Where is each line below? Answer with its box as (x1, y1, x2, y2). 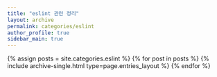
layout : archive (7, 16, 54, 23)
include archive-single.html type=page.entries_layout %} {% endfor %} (7, 62, 211, 70)
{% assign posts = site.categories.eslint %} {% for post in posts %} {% (7, 54, 209, 63)
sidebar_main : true (7, 36, 64, 43)
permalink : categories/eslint (7, 23, 95, 30)
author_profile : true (7, 29, 70, 36)
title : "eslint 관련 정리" (7, 10, 80, 17)
